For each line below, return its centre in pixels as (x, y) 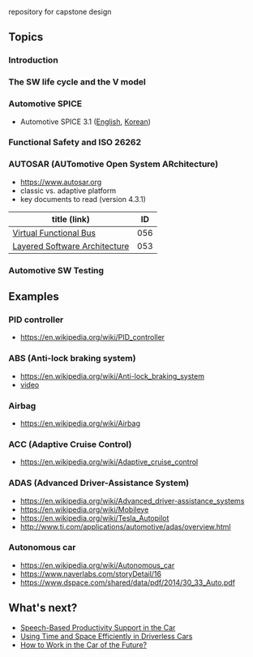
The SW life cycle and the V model (77, 82)
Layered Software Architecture (71, 246)
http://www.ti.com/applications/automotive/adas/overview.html (125, 526)
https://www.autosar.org (61, 182)
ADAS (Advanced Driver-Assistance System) (99, 483)
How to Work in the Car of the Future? (84, 645)
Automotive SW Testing (56, 270)
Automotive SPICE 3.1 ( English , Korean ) (86, 122)
